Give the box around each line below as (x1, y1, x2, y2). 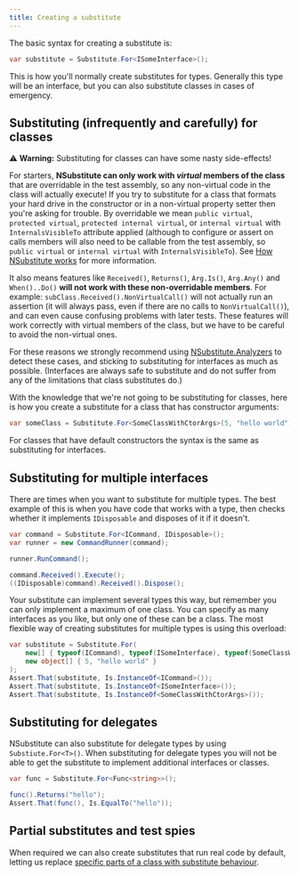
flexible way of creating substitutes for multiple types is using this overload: (9, 623, 287, 634)
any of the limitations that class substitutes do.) (9, 375, 182, 385)
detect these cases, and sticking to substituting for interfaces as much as (9, 356, 279, 367)
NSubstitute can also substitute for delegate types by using (9, 738, 227, 749)
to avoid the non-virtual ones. (9, 329, 117, 340)
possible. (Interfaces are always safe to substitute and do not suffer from (9, 366, 277, 377)
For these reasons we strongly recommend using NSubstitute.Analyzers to (9, 346, 282, 357)
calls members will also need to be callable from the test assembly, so (9, 237, 266, 247)
